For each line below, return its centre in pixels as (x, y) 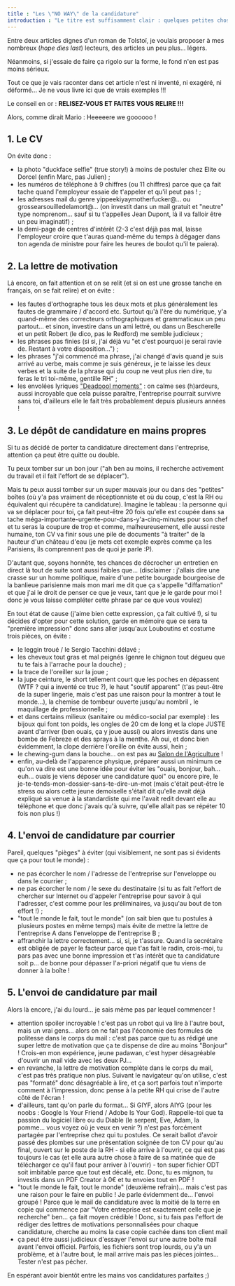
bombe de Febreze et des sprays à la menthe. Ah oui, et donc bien (113, 739)
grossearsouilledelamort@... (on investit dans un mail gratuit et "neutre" (120, 207)
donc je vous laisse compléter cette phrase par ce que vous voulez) (105, 600)
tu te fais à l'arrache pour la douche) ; (72, 664)
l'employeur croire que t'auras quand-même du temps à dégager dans (119, 236)
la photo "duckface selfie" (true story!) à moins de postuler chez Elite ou (121, 170)
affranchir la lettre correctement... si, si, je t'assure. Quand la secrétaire (120, 940)
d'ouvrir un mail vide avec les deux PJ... (74, 1060)
